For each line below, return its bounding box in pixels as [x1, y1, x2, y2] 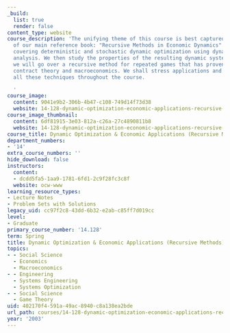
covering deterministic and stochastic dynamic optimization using [13, 49, 210, 56]
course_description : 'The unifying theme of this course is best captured [7, 36, 225, 42]
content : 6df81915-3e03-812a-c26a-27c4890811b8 [13, 118, 152, 125]
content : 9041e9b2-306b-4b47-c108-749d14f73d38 [13, 99, 152, 106]
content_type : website [7, 29, 72, 36]
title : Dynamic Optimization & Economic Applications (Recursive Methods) [7, 239, 225, 246]
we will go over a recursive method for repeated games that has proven [13, 61, 225, 68]
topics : [7, 245, 29, 252]
